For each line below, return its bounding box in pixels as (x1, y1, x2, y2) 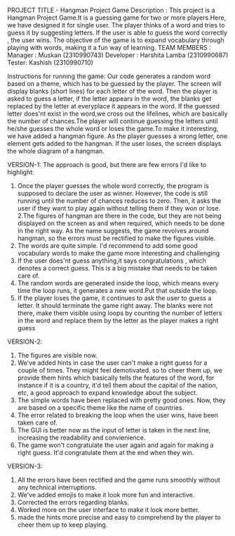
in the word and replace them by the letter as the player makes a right (17, 316, 219, 325)
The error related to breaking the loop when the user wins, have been (17, 411, 219, 419)
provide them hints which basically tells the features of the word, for (17, 373, 215, 382)
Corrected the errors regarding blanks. (17, 498, 130, 506)
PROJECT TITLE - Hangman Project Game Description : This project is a (7, 6, 215, 14)
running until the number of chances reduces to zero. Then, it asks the (17, 197, 222, 205)
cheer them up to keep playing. (17, 521, 108, 529)
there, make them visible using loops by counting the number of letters (17, 309, 222, 317)
